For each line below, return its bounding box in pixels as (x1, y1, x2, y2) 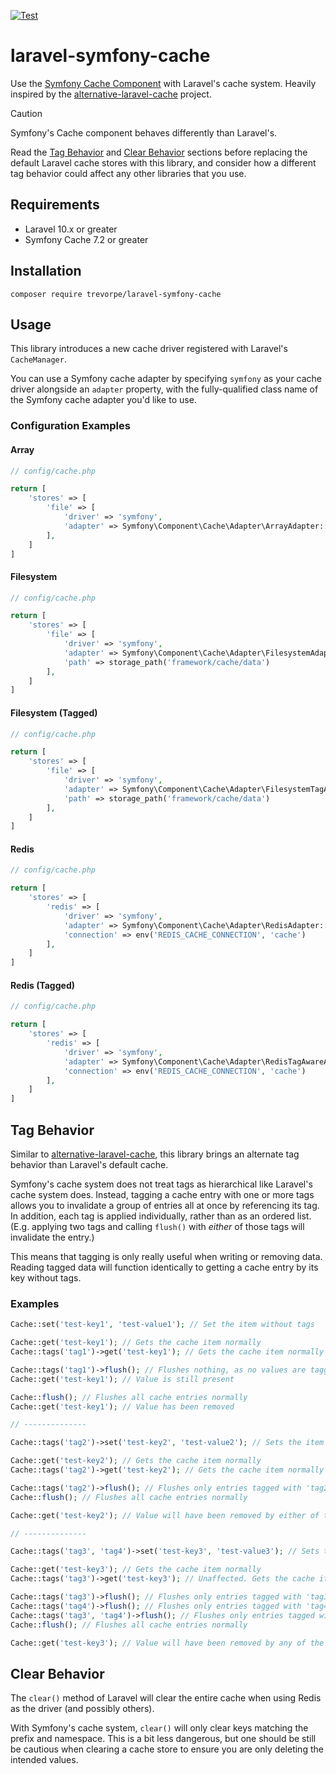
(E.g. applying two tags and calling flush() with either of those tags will (10, 1221, 305, 1232)
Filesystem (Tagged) (10, 706, 98, 719)
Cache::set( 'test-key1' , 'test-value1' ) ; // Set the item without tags (10, 1320, 315, 1330)
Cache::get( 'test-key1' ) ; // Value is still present (10, 1374, 235, 1384)
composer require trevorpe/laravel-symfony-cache (10, 289, 222, 299)
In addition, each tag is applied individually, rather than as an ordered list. (10, 1210, 312, 1222)
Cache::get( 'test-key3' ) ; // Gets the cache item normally (10, 1565, 262, 1575)
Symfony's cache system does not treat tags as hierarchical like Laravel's (10, 1178, 313, 1190)
